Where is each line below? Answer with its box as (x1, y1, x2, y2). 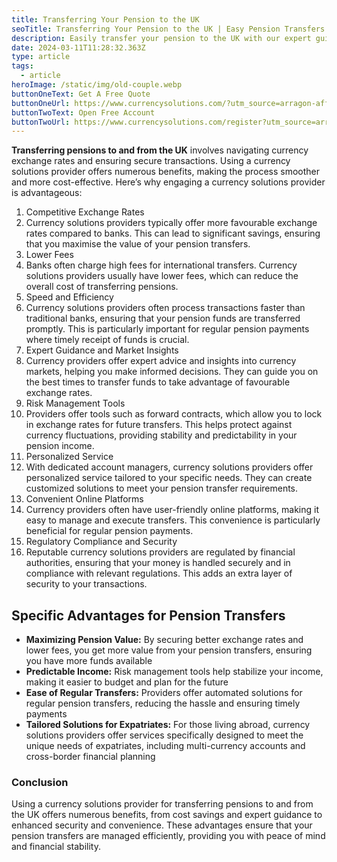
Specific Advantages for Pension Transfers (11, 607, 286, 624)
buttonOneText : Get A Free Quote (11, 89, 151, 99)
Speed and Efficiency (25, 291, 114, 303)
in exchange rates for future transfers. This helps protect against (25, 419, 293, 431)
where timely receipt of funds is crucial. (25, 334, 190, 346)
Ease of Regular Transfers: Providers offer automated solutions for (25, 687, 303, 699)
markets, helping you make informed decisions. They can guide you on (25, 366, 319, 378)
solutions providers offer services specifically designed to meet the (25, 729, 304, 741)
